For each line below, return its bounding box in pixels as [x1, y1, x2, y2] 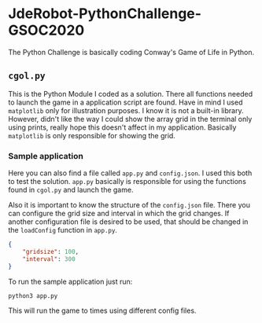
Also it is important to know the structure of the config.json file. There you [8, 200, 250, 210]
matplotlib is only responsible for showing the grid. [8, 130, 175, 140]
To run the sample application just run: [8, 277, 133, 286]
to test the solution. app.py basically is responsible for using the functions [8, 177, 246, 186]
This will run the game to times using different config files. [8, 306, 197, 315]
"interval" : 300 [22, 255, 76, 263]
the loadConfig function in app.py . [8, 226, 118, 235]
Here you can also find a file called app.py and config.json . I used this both [8, 168, 253, 178]
